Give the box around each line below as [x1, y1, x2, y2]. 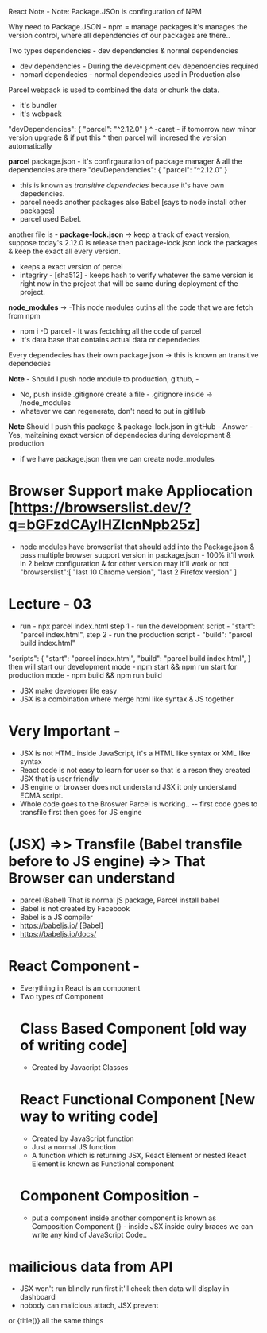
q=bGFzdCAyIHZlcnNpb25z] [8, 516, 201, 534]
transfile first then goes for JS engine [19, 807, 142, 817]
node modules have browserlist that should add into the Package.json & [19, 542, 255, 551]
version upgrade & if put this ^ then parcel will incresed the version [8, 133, 226, 142]
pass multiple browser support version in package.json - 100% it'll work [19, 550, 255, 559]
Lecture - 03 [8, 595, 92, 613]
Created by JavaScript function [31, 1134, 134, 1143]
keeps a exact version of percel [19, 262, 123, 271]
